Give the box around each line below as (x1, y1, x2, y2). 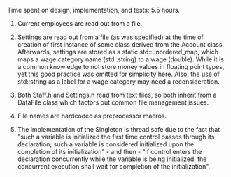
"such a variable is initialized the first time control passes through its (17, 132, 215, 141)
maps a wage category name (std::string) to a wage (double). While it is (17, 55, 224, 63)
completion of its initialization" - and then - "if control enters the (17, 148, 202, 155)
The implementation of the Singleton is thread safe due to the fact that (17, 125, 220, 133)
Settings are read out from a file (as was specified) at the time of (17, 33, 204, 41)
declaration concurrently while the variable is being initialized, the (17, 155, 207, 163)
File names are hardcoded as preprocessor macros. (17, 111, 167, 120)
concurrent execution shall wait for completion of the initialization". (17, 162, 211, 170)
